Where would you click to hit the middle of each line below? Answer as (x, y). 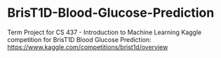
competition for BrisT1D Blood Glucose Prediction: (80, 39)
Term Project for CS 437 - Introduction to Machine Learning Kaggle (105, 32)
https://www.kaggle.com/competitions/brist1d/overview (88, 47)
